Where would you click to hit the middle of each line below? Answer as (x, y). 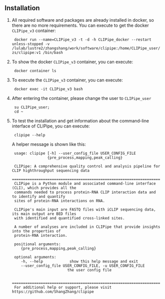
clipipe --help (30, 135)
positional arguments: (38, 244)
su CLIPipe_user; (32, 107)
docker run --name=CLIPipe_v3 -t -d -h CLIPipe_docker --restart (83, 40)
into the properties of (36, 231)
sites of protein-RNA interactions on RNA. (60, 201)
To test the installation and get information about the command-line (80, 121)
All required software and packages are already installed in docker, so (83, 20)
